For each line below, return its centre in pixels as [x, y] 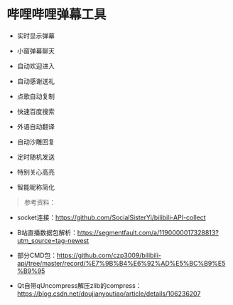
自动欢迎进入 [36, 66]
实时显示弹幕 [36, 36]
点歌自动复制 [36, 96]
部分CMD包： [37, 255]
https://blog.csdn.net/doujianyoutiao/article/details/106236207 [109, 294]
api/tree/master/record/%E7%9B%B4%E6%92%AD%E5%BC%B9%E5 [121, 263]
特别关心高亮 [36, 172]
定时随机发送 [36, 157]
